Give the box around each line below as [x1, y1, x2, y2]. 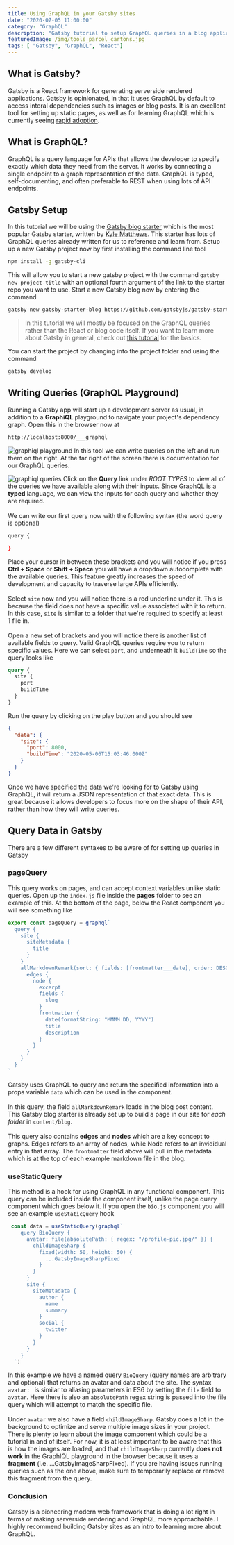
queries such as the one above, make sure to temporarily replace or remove [8, 1467, 225, 1476]
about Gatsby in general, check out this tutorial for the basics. [24, 334, 202, 342]
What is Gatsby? [8, 68, 81, 80]
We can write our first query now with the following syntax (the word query [8, 511, 223, 519]
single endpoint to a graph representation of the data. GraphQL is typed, [8, 169, 215, 178]
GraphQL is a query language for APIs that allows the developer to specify [8, 154, 220, 163]
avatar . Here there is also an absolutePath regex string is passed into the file [8, 1393, 227, 1401]
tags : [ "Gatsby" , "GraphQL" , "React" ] [8, 42, 124, 49]
